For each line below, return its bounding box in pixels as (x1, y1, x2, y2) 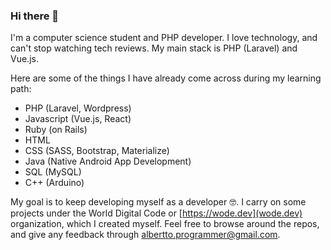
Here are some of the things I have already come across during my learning (10, 72, 322, 84)
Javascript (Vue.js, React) (24, 113, 132, 125)
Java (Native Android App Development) (24, 155, 192, 168)
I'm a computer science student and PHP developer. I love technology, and (10, 32, 318, 44)
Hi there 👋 (10, 9, 60, 23)
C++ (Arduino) (24, 177, 85, 189)
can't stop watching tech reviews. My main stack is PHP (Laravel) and (10, 42, 298, 54)
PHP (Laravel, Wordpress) (24, 102, 132, 114)
